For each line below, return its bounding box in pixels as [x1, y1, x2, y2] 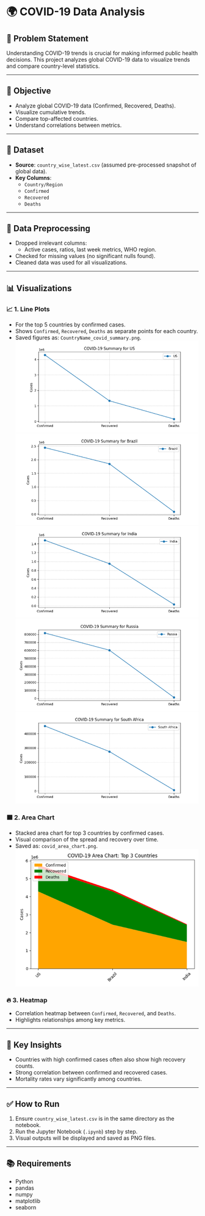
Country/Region [24, 181, 63, 188]
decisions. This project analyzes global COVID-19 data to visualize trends [6, 56, 190, 63]
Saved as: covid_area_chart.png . [15, 842, 98, 849]
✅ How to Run [6, 1099, 60, 1109]
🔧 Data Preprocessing [6, 223, 90, 234]
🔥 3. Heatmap [6, 996, 48, 1004]
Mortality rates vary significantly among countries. [15, 1075, 142, 1083]
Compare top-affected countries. [15, 115, 99, 122]
